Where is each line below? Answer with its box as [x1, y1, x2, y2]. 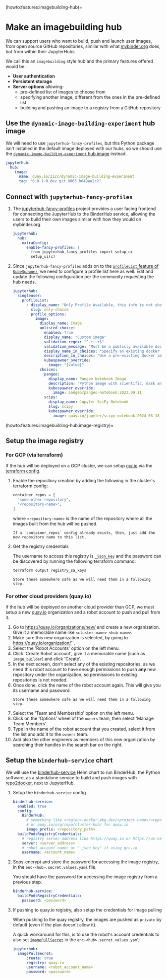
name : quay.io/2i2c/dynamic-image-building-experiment [18, 174, 135, 179]
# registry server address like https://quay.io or [22, 836, 131, 841]
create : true [26, 956, 54, 961]
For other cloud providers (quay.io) [5, 593, 91, 600]
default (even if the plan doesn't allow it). [12, 921, 97, 928]
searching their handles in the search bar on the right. [12, 742, 123, 748]
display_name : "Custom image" [44, 335, 107, 340]
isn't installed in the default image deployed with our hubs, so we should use [5, 145, 162, 151]
